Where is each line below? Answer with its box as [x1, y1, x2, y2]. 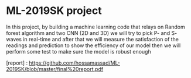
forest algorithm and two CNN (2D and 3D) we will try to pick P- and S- [6, 29, 178, 36]
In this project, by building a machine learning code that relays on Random [6, 23, 186, 30]
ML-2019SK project [6, 4, 102, 17]
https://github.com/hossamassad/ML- [29, 59, 120, 66]
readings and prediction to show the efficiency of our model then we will [6, 42, 181, 49]
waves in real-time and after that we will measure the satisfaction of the [6, 36, 179, 42]
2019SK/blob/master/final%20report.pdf [6, 65, 104, 72]
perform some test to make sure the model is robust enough [6, 48, 151, 55]
